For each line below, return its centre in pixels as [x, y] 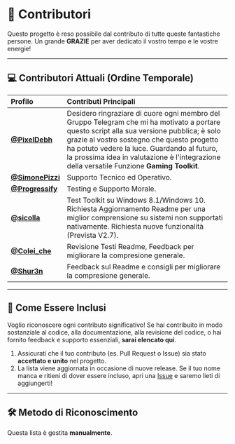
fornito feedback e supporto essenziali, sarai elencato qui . [92, 339]
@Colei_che [31, 250]
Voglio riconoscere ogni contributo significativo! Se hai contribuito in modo [115, 325]
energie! [19, 48]
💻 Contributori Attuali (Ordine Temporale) [100, 78]
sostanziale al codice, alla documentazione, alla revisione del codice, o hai [114, 332]
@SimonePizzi [36, 177]
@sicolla [26, 217]
